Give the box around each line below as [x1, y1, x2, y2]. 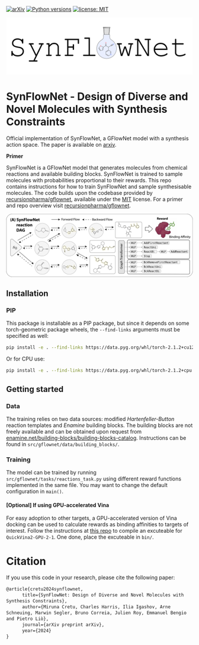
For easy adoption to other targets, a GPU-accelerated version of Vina [6, 514, 178, 522]
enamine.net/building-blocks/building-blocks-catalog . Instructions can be [6, 434, 187, 441]
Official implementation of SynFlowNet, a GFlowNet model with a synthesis [6, 134, 189, 142]
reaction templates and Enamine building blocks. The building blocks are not [6, 422, 193, 429]
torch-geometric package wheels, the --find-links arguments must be [6, 326, 181, 333]
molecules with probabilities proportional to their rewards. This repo [6, 176, 172, 184]
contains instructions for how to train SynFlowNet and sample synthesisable [6, 183, 192, 190]
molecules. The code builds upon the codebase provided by [6, 189, 153, 196]
